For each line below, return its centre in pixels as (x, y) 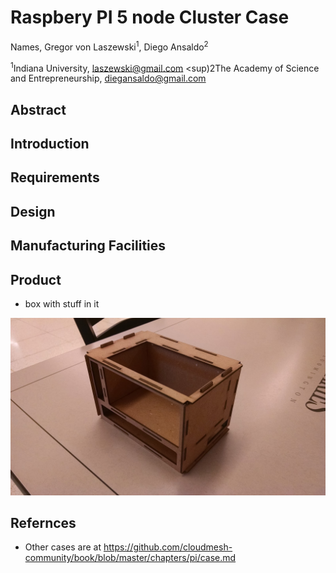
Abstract (38, 109)
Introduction (50, 144)
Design (33, 211)
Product (36, 279)
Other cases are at (63, 547)
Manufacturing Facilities (88, 246)
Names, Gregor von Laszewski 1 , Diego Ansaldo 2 (109, 46)
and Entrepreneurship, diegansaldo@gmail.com (108, 78)
